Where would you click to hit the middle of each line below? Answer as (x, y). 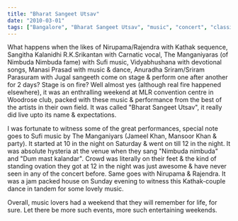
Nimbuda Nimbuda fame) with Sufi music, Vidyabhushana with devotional (114, 62)
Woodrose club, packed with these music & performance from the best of (114, 100)
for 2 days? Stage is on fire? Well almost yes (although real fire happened (114, 85)
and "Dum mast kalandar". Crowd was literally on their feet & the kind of (112, 159)
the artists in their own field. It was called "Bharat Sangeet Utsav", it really (115, 108)
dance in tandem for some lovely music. (66, 189)
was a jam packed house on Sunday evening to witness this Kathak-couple (117, 181)
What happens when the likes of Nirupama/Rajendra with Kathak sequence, (118, 47)
